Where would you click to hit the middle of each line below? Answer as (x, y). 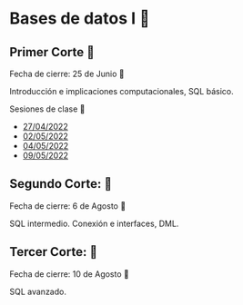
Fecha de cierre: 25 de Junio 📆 (67, 74)
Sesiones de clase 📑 (47, 109)
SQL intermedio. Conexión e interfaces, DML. (94, 223)
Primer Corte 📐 (52, 52)
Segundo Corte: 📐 (61, 184)
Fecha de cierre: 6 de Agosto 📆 (68, 206)
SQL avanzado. (38, 291)
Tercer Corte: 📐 (54, 252)
